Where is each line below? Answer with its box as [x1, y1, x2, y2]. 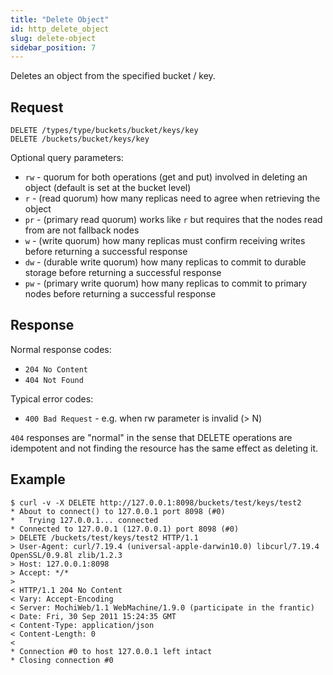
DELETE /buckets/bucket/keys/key [10, 134, 150, 145]
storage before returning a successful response [24, 267, 222, 279]
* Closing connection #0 [10, 655, 114, 665]
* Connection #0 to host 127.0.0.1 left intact [10, 646, 213, 656]
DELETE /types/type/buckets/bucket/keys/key [10, 126, 199, 136]
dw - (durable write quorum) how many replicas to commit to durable [24, 256, 307, 268]
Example [10, 471, 66, 488]
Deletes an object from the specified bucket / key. [10, 70, 216, 82]
